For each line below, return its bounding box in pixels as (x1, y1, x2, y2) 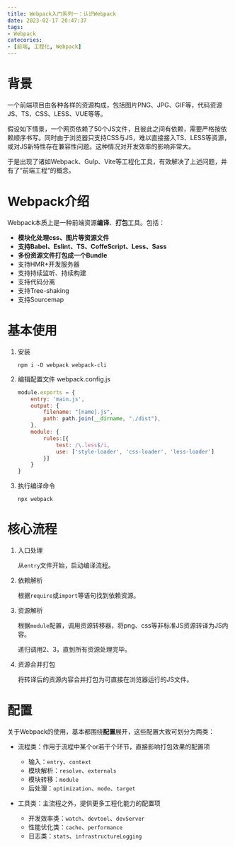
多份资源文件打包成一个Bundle (17, 250, 108, 259)
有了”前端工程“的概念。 (7, 166, 76, 174)
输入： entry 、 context (28, 758, 92, 766)
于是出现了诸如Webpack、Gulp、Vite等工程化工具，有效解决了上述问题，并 (7, 157, 228, 166)
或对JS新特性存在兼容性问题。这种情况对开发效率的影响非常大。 (7, 142, 195, 151)
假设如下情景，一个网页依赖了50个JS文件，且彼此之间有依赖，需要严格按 (7, 125, 222, 133)
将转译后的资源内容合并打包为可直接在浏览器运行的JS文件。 (17, 675, 193, 684)
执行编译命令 (17, 482, 55, 490)
